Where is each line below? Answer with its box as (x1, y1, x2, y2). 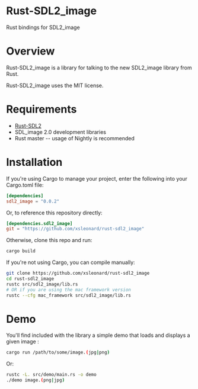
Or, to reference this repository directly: (6, 209, 103, 216)
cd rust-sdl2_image (6, 276, 55, 282)
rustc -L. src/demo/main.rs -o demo (6, 372, 97, 378)
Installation (6, 156, 63, 169)
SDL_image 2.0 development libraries (14, 128, 107, 136)
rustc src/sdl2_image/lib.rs (6, 281, 78, 287)
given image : (6, 338, 40, 345)
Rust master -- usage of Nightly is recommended (14, 134, 135, 142)
